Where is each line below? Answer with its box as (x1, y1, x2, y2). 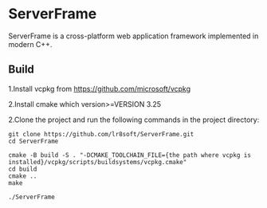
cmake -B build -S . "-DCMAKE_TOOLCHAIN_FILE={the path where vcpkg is (8, 151, 251, 159)
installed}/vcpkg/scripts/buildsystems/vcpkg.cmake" (8, 158, 187, 166)
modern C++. (8, 39, 53, 49)
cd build (8, 165, 37, 173)
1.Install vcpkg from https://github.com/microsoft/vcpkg (8, 84, 191, 93)
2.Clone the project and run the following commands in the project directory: (8, 115, 260, 124)
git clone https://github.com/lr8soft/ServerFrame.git (8, 130, 194, 138)
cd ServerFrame (8, 137, 59, 145)
